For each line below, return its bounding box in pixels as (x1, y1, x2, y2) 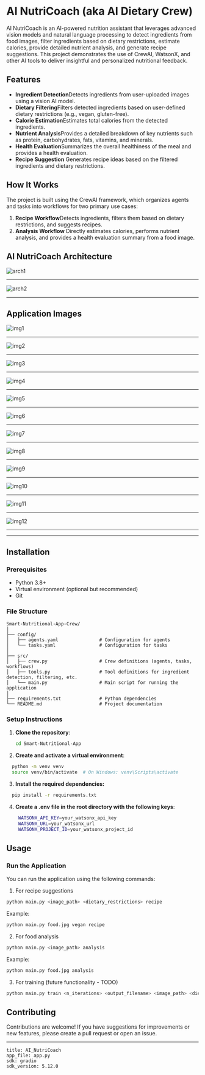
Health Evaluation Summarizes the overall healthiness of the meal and (15, 142, 192, 150)
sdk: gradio (6, 1058, 37, 1064)
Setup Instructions (6, 715, 63, 724)
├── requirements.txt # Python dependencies (6, 696, 157, 702)
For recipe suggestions (15, 887, 73, 894)
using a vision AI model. (15, 97, 76, 104)
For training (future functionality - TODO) (15, 978, 118, 986)
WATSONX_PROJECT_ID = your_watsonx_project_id (18, 826, 133, 832)
